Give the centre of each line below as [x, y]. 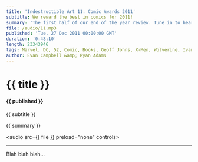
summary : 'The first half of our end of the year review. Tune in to [93, 22]
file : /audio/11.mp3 [32, 28]
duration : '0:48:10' [32, 39]
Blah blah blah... [26, 154]
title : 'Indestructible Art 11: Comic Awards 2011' [71, 11]
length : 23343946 [27, 45]
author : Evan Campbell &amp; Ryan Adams [57, 55]
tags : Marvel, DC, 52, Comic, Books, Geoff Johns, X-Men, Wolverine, [93, 50]
